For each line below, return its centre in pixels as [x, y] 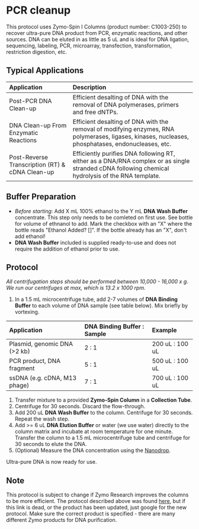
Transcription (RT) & [37, 165]
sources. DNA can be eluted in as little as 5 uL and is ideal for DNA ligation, [98, 39]
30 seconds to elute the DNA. [51, 444]
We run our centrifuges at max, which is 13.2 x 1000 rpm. [76, 288]
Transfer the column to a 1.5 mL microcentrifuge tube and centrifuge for [102, 438]
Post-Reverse [29, 157]
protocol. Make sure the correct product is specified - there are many [91, 514]
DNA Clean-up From [38, 125]
